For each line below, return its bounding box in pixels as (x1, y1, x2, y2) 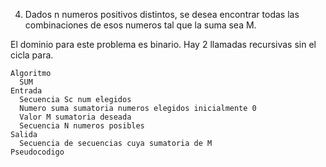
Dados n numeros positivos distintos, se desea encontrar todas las (24, 9, 300, 20)
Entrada (10, 86, 43, 96)
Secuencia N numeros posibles (19, 121, 145, 131)
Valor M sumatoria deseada (19, 112, 132, 122)
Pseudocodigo (10, 147, 65, 157)
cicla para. (10, 49, 54, 61)
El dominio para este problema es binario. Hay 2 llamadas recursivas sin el (10, 39, 317, 50)
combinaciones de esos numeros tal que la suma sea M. (24, 19, 257, 31)
